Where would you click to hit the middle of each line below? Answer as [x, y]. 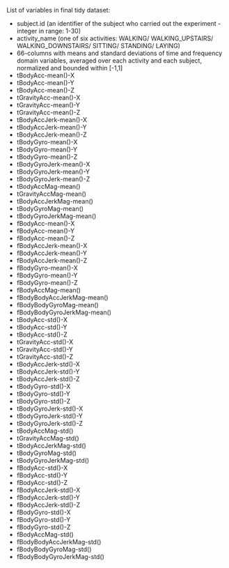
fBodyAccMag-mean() [49, 290]
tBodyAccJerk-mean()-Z [52, 135]
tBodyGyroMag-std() [47, 453]
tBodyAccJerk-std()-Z [48, 379]
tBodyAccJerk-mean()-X [52, 120]
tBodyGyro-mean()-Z [47, 157]
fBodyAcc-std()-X [42, 468]
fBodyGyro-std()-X [44, 512]
